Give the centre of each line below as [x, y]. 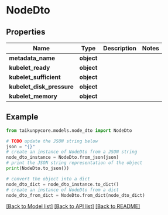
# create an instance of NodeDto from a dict [62, 190]
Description [120, 48]
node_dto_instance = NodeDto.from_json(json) [62, 158]
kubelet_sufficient [35, 77]
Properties [26, 32]
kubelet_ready [30, 68]
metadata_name [32, 58]
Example [22, 117]
